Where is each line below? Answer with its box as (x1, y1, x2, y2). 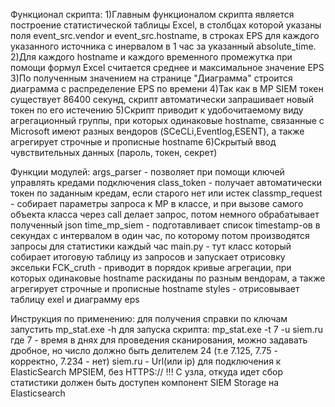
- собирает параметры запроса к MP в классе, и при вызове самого (10, 198, 304, 209)
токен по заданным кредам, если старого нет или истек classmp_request (10, 187, 323, 199)
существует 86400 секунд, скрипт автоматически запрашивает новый (10, 94, 314, 105)
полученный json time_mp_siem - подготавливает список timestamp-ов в (10, 219, 321, 231)
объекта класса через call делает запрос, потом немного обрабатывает (10, 209, 320, 220)
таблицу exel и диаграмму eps (10, 294, 140, 305)
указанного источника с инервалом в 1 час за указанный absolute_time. (10, 40, 317, 52)
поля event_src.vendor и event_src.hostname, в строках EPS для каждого (10, 30, 320, 41)
